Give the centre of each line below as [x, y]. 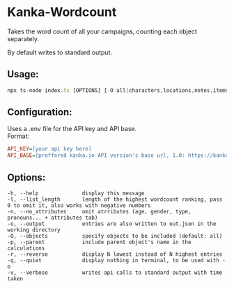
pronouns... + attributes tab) [53, 218]
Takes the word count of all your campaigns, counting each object [102, 31]
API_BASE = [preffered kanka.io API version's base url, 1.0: [96, 156]
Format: [18, 136]
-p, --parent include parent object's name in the [99, 242]
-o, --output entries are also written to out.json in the [112, 224]
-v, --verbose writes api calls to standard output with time [115, 273]
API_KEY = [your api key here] [49, 149]
